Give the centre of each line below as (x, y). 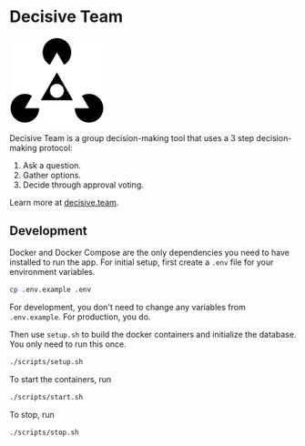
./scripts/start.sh (46, 398)
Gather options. (52, 175)
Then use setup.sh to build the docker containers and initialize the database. (153, 335)
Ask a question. (52, 165)
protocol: (56, 147)
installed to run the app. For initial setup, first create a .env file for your (142, 262)
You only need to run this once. (68, 344)
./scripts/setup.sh (46, 362)
